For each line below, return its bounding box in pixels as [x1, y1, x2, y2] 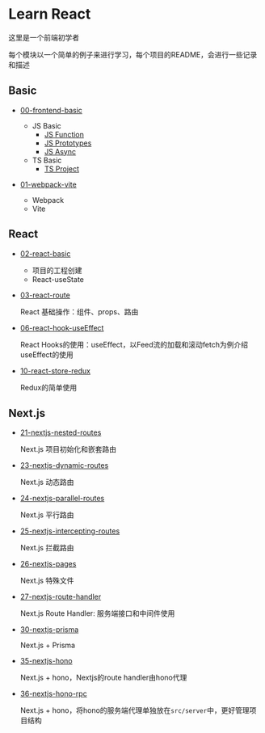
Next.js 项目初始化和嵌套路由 [19, 444, 117, 454]
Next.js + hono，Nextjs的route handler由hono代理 [19, 672, 187, 683]
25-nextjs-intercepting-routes [19, 526, 120, 536]
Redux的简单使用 [19, 382, 78, 392]
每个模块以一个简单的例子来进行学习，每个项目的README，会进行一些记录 [8, 49, 258, 59]
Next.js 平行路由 [19, 510, 74, 520]
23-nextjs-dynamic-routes [19, 461, 109, 470]
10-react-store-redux [19, 365, 91, 376]
